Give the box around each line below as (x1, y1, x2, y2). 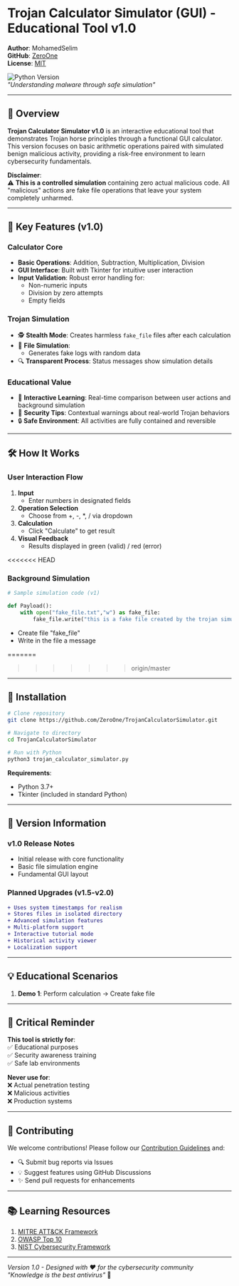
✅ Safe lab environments (7, 1059, 80, 1068)
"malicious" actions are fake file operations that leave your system (7, 185, 202, 194)
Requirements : (7, 768, 52, 777)
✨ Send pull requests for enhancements (17, 1176, 135, 1185)
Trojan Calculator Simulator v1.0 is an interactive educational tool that (7, 126, 214, 135)
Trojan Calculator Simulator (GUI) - (7, 5, 216, 21)
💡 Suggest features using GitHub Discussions (17, 1168, 152, 1177)
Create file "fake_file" (17, 628, 80, 637)
